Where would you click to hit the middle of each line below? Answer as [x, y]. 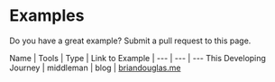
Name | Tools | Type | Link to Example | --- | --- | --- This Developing [137, 58]
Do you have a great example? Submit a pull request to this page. [130, 41]
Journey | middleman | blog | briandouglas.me [95, 68]
